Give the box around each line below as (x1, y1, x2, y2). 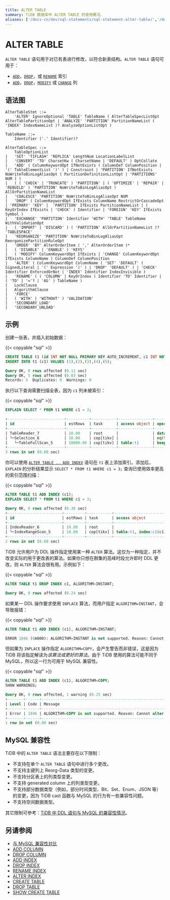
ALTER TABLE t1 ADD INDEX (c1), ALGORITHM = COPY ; (5, 678, 110, 683)
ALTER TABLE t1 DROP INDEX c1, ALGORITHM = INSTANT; (5, 581, 114, 586)
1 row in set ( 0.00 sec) (5, 720, 58, 725)
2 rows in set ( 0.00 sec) (5, 539, 60, 544)
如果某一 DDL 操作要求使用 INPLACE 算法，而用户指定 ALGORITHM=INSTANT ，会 (5, 600, 163, 606)
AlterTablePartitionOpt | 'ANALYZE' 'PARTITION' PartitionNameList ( (5, 119, 155, 124)
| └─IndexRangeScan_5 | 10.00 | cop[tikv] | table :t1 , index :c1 (5, 530, 157, 535)
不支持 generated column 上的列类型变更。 (12, 780, 102, 786)
